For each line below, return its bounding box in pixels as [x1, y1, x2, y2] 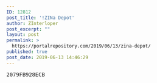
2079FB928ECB [6, 71, 46, 78]
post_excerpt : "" [6, 26, 51, 32]
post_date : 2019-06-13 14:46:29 [6, 54, 88, 60]
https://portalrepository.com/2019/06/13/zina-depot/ [12, 43, 151, 49]
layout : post [6, 32, 40, 38]
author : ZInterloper [6, 20, 59, 26]
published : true [6, 49, 47, 55]
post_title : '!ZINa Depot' [6, 15, 75, 21]
